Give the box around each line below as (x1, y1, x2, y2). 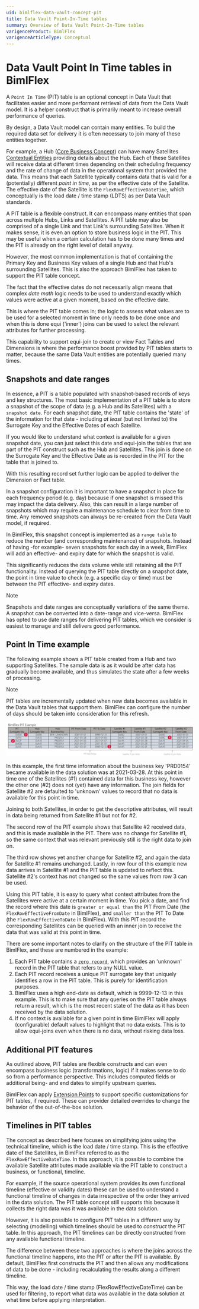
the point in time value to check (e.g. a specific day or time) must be (6, 574, 172, 581)
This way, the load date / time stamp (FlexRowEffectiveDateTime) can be (6, 1283, 184, 1291)
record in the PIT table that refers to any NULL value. (14, 964, 144, 971)
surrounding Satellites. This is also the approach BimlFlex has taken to (6, 266, 177, 273)
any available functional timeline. (6, 1235, 86, 1242)
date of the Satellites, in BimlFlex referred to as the (6, 1149, 130, 1156)
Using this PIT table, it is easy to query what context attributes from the (6, 891, 180, 898)
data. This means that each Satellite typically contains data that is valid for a (6, 173, 192, 181)
